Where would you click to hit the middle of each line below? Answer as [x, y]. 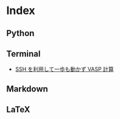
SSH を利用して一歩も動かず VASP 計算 [64, 69]
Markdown [27, 89]
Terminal [23, 53]
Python [20, 33]
